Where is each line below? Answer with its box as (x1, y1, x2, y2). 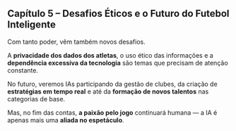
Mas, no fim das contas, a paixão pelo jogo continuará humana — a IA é (7, 108, 218, 117)
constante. (7, 65, 39, 75)
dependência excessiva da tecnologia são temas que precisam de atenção (7, 58, 228, 67)
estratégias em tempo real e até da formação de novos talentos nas (7, 87, 209, 96)
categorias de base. (7, 94, 66, 103)
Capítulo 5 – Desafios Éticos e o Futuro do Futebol (7, 8, 230, 20)
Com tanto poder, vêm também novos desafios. (7, 37, 146, 46)
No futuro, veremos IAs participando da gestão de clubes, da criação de (7, 80, 218, 88)
